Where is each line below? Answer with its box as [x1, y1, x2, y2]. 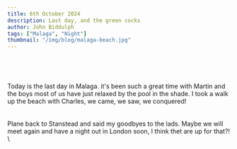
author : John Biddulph [7, 23, 74, 30]
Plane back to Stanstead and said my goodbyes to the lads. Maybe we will [7, 119, 224, 128]
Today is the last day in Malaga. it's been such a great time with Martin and [7, 82, 226, 90]
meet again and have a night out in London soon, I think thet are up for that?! [7, 127, 231, 136]
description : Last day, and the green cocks [7, 17, 141, 24]
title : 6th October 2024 [7, 10, 81, 18]
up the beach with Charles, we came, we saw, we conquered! [7, 97, 187, 106]
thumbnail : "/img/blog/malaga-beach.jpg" [7, 37, 132, 44]
